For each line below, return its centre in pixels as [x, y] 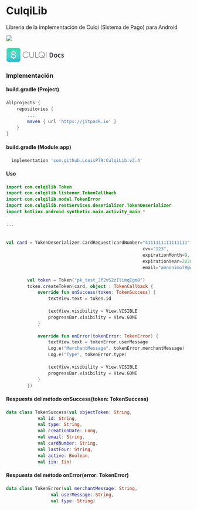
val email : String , [61, 437]
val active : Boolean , [64, 456]
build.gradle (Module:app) [39, 147]
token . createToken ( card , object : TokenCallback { [90, 286]
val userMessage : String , [82, 495]
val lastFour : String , [65, 449]
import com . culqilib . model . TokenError [53, 199]
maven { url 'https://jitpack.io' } [72, 121]
